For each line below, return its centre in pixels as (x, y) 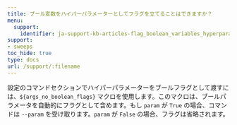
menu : (15, 20)
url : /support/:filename (44, 66)
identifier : (37, 34)
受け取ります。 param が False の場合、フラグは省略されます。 (140, 114)
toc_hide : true (30, 54)
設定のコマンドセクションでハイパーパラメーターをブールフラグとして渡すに (118, 87)
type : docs (23, 60)
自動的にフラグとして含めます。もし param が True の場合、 (123, 105)
